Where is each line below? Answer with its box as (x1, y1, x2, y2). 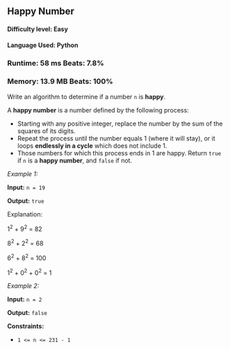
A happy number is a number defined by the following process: (7, 105, 189, 114)
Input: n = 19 (7, 183, 45, 191)
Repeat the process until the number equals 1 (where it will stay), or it (17, 134, 215, 142)
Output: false (7, 309, 47, 317)
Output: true (7, 196, 44, 205)
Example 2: (7, 282, 40, 290)
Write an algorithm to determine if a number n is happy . (7, 92, 166, 101)
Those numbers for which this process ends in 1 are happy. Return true (17, 148, 222, 157)
